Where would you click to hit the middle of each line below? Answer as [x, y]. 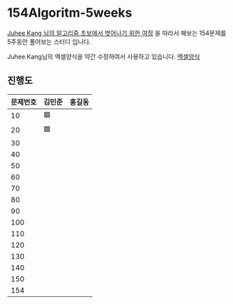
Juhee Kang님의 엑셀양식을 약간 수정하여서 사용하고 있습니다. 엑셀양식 [104, 56]
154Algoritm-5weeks [70, 13]
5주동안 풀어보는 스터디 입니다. [49, 41]
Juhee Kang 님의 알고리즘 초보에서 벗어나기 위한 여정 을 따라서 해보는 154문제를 [117, 33]
